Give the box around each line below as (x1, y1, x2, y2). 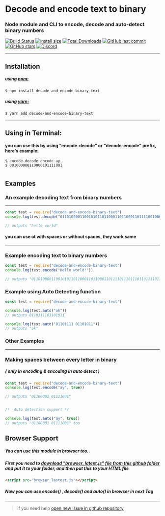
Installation (5, 62, 40, 71)
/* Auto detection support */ (5, 407, 69, 413)
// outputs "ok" (5, 326, 38, 331)
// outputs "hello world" (5, 223, 58, 228)
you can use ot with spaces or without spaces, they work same (5, 234, 137, 240)
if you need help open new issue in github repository (17, 505, 124, 511)
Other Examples (5, 337, 44, 344)
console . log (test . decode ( (5, 214, 58, 219)
